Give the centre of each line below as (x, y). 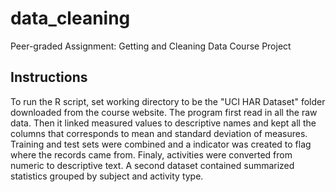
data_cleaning (70, 18)
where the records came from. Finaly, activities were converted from (151, 154)
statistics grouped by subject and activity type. (107, 176)
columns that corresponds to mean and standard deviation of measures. (159, 133)
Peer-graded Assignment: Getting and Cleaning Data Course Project (151, 46)
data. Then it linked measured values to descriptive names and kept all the (163, 123)
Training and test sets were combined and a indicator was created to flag (161, 144)
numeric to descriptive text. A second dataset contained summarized (152, 165)
